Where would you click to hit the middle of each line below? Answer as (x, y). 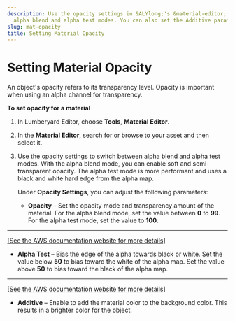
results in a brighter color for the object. (75, 310)
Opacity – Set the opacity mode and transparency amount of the (121, 206)
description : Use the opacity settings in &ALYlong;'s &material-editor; (117, 14)
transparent (34, 171)
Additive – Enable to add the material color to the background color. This (122, 303)
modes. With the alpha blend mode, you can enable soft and (104, 164)
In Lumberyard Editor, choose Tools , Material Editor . (93, 122)
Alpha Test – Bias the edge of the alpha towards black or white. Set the (120, 254)
